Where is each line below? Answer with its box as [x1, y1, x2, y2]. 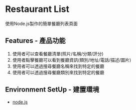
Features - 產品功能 [5, 36, 66, 45]
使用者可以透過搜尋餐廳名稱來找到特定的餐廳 [12, 63, 105, 69]
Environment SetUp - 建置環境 [5, 86, 100, 94]
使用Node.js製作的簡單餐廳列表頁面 [5, 20, 78, 26]
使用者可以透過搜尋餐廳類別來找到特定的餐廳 [12, 69, 105, 75]
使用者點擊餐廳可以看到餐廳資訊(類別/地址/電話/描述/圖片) [12, 57, 132, 63]
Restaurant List [5, 3, 70, 15]
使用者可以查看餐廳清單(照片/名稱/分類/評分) [12, 51, 104, 57]
